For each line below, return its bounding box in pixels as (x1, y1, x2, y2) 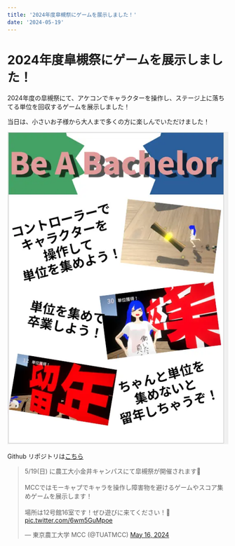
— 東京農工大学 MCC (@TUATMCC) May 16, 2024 (24, 530, 170, 539)
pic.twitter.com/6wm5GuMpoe (24, 516, 113, 524)
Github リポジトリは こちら (7, 452, 84, 460)
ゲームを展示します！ (30, 491, 93, 500)
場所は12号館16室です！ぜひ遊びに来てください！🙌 (24, 508, 170, 517)
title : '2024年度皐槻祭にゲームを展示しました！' (7, 11, 137, 18)
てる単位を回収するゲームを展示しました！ (7, 102, 130, 111)
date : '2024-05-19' (7, 18, 65, 26)
